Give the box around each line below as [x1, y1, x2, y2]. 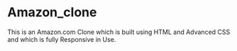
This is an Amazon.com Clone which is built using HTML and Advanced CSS [7, 28, 231, 36]
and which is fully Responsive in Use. [7, 35, 116, 43]
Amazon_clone [7, 4, 97, 21]
